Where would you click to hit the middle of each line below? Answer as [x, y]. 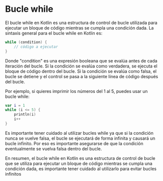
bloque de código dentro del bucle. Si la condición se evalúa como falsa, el [81, 71]
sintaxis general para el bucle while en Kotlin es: [54, 33]
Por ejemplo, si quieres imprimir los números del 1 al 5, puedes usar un [77, 91]
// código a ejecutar [36, 47]
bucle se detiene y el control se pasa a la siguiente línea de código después [82, 76]
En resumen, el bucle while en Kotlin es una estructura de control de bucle [80, 158]
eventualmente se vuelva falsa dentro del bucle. [54, 149]
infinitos [13, 174]
